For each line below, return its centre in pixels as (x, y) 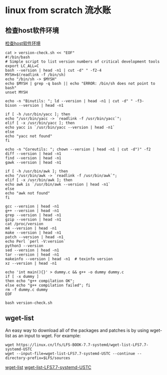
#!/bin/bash (17, 57)
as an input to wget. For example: (46, 335)
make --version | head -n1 (33, 233)
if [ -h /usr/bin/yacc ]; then (38, 114)
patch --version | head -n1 (34, 237)
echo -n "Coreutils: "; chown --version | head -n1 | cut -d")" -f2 (78, 149)
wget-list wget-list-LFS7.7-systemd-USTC (48, 367)
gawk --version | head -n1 (33, 162)
